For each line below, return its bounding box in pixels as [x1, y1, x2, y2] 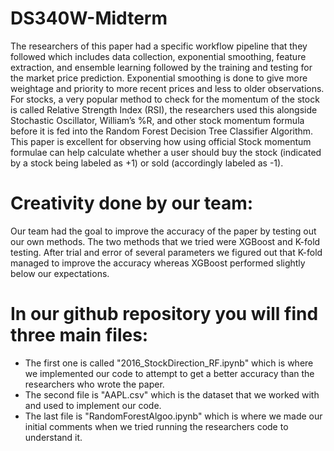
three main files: [10, 324, 149, 347]
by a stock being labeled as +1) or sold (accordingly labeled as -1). [10, 157, 284, 169]
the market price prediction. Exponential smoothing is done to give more [10, 72, 308, 84]
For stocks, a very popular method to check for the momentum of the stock [10, 93, 320, 105]
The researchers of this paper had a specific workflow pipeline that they [10, 40, 308, 52]
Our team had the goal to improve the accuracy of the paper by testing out [10, 225, 317, 237]
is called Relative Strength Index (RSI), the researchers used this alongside [10, 103, 318, 116]
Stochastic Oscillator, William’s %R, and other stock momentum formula [10, 114, 305, 126]
